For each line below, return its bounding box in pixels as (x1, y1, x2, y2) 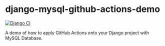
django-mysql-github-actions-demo (5, 3, 160, 15)
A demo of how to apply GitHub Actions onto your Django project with (5, 29, 149, 35)
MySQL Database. (5, 35, 42, 41)
